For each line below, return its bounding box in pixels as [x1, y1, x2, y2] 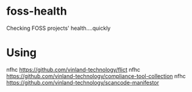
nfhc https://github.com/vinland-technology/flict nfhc [6, 66, 140, 73]
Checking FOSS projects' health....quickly [6, 24, 111, 32]
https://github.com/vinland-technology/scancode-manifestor [6, 79, 160, 86]
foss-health [6, 4, 67, 18]
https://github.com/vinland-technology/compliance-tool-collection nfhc [6, 72, 186, 80]
